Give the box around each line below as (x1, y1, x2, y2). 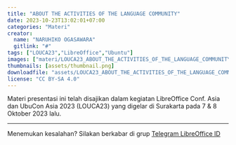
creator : (7, 29, 33, 37)
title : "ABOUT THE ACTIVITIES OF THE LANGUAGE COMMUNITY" (7, 10, 181, 18)
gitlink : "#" (13, 43, 52, 50)
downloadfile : (7, 69, 49, 76)
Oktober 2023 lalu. (7, 109, 62, 118)
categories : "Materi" (7, 23, 71, 30)
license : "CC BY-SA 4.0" (7, 75, 80, 83)
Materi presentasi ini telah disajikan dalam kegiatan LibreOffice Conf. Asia (7, 95, 221, 103)
